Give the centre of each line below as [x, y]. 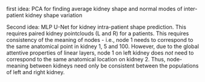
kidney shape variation [54, 15]
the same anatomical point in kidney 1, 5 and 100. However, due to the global [103, 46]
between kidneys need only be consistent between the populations [114, 66]
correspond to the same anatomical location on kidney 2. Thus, [86, 59]
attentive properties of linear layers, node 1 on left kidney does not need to [100, 53]
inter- [190, 9]
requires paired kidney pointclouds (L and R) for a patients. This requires [98, 33]
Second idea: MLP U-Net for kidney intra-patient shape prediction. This [96, 27]
